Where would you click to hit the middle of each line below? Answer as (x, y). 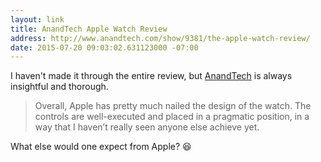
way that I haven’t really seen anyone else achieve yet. (147, 127)
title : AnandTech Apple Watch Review (89, 29)
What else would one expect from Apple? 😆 (101, 147)
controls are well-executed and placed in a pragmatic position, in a (172, 117)
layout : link (37, 19)
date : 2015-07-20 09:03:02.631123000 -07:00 (104, 47)
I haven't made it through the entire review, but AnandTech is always (151, 76)
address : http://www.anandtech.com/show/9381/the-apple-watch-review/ (160, 38)
